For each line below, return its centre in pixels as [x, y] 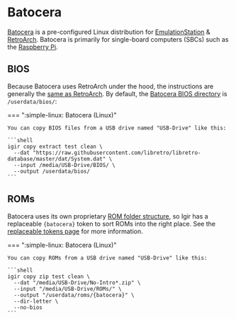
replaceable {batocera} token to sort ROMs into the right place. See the [112, 224]
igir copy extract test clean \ [55, 146]
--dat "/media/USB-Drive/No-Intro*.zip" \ [77, 283]
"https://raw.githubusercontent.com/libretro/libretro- [117, 153]
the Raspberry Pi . [33, 47]
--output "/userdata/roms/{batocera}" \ [74, 295]
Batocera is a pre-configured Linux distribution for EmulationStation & [109, 32]
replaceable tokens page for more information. [75, 231]
